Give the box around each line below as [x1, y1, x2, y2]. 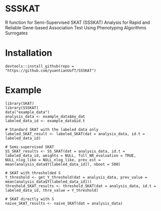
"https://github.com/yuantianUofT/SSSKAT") [5, 68, 97, 73]
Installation [5, 48, 53, 59]
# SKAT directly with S [5, 197, 54, 202]
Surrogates [5, 30, 28, 36]
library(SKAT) [5, 101, 35, 106]
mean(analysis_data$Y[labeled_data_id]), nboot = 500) [5, 162, 121, 167]
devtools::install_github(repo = [5, 64, 74, 69]
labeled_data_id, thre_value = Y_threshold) [5, 188, 99, 193]
